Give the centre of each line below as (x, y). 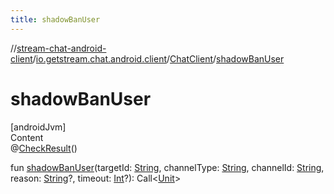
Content (27, 137)
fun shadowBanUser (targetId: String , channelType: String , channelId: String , (167, 167)
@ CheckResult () (44, 148)
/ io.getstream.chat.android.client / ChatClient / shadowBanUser (158, 58)
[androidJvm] (38, 127)
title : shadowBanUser (55, 19)
